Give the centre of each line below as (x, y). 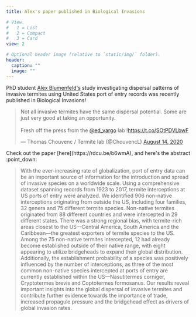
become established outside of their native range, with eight (93, 245)
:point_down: (22, 159)
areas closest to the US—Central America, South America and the (100, 227)
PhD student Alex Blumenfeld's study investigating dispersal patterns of (93, 87)
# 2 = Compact (26, 33)
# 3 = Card (22, 39)
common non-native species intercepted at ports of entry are (94, 270)
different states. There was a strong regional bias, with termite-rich (101, 220)
